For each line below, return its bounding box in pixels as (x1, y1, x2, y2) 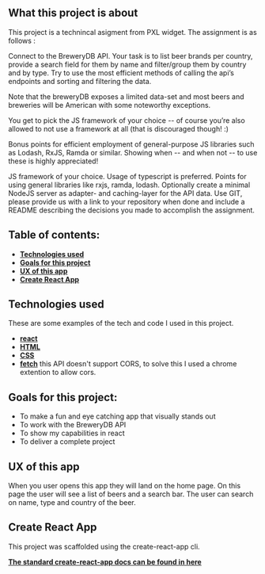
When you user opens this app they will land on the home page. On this (8, 481, 241, 491)
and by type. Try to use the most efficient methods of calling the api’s (8, 67, 235, 78)
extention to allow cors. (19, 368, 97, 377)
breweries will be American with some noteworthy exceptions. (8, 100, 211, 109)
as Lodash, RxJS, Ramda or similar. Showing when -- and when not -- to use (8, 147, 258, 157)
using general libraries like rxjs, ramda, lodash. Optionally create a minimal (8, 180, 251, 189)
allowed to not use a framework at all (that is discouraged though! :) (8, 124, 229, 133)
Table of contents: (8, 228, 100, 242)
